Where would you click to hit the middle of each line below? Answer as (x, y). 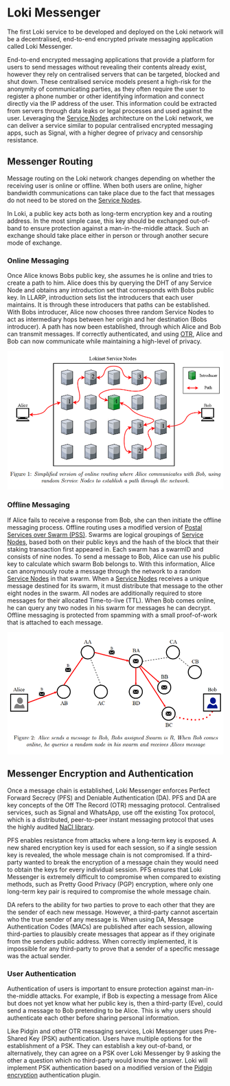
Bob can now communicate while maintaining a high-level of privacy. (104, 341)
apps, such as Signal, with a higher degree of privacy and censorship (105, 133)
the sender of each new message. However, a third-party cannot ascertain (113, 912)
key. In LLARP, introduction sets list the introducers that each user (100, 298)
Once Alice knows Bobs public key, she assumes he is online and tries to (110, 276)
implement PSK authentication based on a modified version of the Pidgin (110, 1067)
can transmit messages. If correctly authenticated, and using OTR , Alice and (115, 334)
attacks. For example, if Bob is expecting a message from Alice (129, 996)
